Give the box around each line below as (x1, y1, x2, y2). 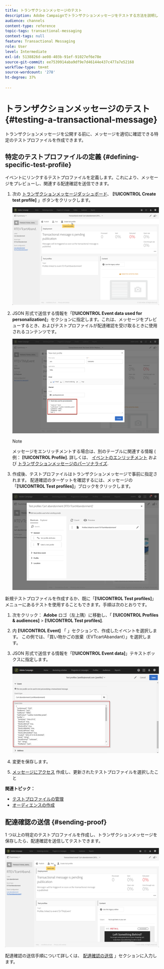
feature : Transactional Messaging (5, 39, 76, 44)
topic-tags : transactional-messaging (5, 28, 82, 34)
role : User (5, 44, 27, 49)
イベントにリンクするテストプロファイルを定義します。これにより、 (5, 174, 142, 180)
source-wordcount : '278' (5, 70, 56, 75)
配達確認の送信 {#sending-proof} (5, 818, 107, 826)
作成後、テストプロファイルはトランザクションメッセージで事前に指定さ (12, 471, 158, 477)
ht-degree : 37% (5, 75, 36, 80)
